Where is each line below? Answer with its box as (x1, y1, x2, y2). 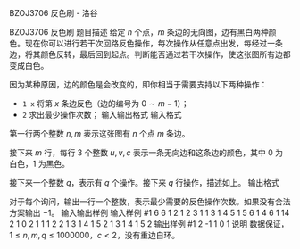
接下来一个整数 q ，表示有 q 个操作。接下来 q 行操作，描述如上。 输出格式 (9, 178, 279, 187)
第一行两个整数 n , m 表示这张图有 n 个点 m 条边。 (9, 129, 190, 138)
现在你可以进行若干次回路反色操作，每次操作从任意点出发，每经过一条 (24, 38, 283, 48)
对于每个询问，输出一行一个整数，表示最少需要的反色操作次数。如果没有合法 (9, 196, 291, 207)
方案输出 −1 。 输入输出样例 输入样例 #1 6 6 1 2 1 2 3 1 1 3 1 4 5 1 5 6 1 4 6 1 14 (9, 208, 290, 218)
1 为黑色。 (32, 159, 70, 169)
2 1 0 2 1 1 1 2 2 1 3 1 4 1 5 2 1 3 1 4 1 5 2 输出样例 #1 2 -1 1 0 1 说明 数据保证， (9, 219, 289, 229)
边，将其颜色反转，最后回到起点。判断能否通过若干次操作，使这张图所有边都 (9, 49, 291, 60)
